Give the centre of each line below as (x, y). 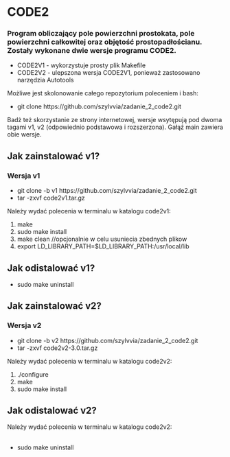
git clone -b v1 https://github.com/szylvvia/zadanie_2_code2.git (107, 191)
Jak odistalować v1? (51, 268)
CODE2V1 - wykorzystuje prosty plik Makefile (81, 65)
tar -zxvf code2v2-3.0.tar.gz (57, 348)
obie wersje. (25, 134)
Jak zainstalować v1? (54, 156)
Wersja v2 (24, 325)
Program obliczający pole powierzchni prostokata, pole (101, 34)
